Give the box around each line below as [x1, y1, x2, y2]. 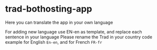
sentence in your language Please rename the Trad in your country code [5, 34, 153, 40]
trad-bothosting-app [5, 3, 92, 15]
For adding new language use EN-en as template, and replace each [5, 29, 142, 34]
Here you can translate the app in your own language [5, 19, 114, 25]
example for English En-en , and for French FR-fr [5, 39, 102, 45]
